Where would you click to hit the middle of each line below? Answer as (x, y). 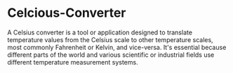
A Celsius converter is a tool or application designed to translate (100, 32)
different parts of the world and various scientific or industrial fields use (111, 55)
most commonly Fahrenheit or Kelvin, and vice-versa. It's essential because (117, 47)
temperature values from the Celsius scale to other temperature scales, (110, 39)
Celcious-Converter (67, 13)
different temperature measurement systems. (73, 62)
